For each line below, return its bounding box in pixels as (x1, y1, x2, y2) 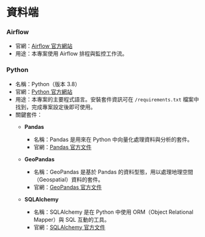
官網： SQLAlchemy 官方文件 (33, 224, 106, 231)
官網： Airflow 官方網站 (15, 42, 73, 49)
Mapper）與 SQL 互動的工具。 (33, 216, 110, 223)
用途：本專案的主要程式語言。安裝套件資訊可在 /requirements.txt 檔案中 (15, 95, 199, 103)
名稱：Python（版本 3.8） (15, 80, 81, 87)
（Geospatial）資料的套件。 (33, 175, 104, 183)
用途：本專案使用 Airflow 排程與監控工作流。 (15, 50, 128, 57)
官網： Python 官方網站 (15, 88, 73, 95)
